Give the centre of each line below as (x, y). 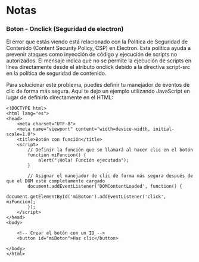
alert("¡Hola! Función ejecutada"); (83, 160)
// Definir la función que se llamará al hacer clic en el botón (111, 150)
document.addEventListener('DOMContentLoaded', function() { (105, 187)
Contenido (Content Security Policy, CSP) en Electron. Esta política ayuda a (99, 48)
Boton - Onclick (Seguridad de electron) (65, 29)
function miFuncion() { (57, 155)
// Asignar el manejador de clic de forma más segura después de (111, 176)
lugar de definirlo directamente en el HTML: (60, 97)
